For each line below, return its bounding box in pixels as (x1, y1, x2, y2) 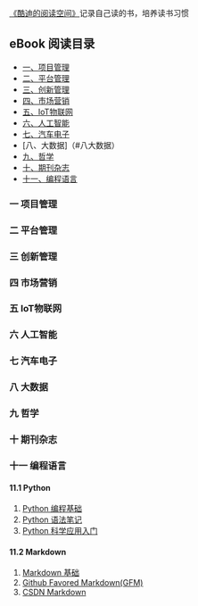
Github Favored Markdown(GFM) (21, 577, 144, 588)
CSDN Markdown (21, 587, 87, 598)
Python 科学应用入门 (21, 526, 98, 536)
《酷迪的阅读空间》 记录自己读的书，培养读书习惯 (9, 8, 189, 18)
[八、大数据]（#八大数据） (21, 139, 120, 150)
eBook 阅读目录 (9, 37, 95, 52)
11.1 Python (9, 482, 51, 493)
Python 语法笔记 (21, 514, 83, 525)
